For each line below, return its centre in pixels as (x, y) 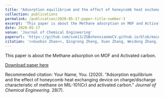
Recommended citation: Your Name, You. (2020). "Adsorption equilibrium (79, 74)
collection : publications (31, 14)
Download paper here (27, 65)
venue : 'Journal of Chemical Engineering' (49, 32)
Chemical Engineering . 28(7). (35, 90)
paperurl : (15, 37)
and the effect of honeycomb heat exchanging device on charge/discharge (80, 79)
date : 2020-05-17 (23, 28)
